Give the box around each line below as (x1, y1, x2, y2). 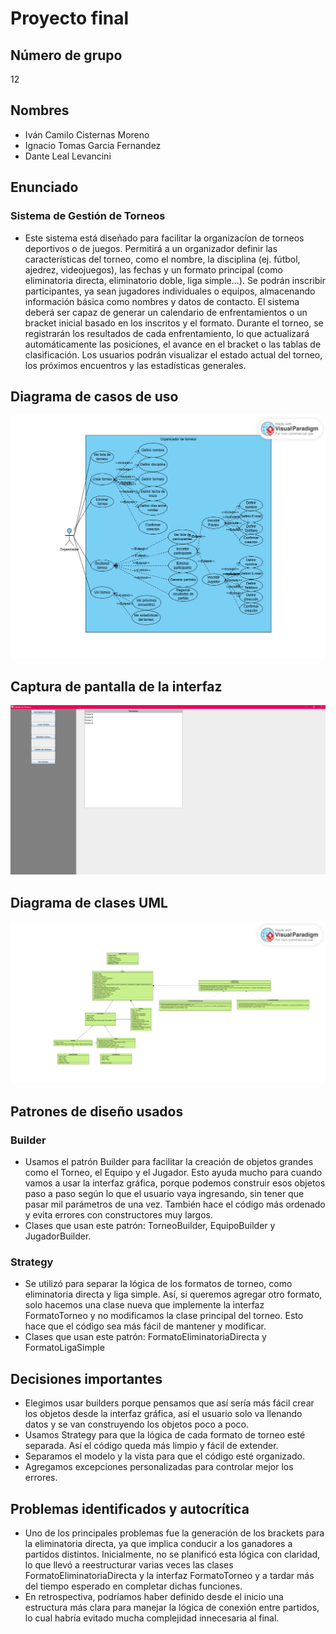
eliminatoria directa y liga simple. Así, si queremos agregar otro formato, (24, 1288, 323, 1301)
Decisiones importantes (10, 1370, 163, 1387)
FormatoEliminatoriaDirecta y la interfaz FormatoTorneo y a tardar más (24, 1569, 315, 1581)
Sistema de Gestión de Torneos (10, 209, 166, 223)
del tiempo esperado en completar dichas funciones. (24, 1580, 243, 1592)
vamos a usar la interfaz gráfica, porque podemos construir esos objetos (24, 1177, 326, 1189)
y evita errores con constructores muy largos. (24, 1209, 213, 1221)
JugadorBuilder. (24, 1230, 92, 1242)
